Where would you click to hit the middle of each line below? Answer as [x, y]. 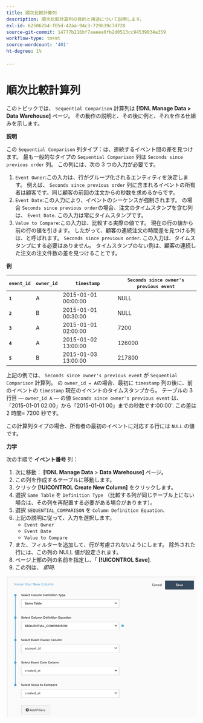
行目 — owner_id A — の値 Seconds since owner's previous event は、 [94, 398]
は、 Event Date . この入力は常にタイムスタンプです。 [81, 215]
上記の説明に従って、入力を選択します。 [65, 517]
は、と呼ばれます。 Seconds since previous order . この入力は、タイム [102, 238]
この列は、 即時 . [35, 567]
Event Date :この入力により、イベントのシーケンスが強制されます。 [98, 200]
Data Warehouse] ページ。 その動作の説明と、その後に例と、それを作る [96, 116]
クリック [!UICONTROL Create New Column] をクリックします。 [96, 487]
